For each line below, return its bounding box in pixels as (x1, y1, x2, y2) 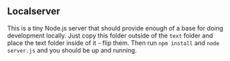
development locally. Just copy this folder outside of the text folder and (7, 31, 213, 40)
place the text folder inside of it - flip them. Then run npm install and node (7, 38, 220, 47)
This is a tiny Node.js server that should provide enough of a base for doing (7, 24, 224, 32)
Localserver (7, 6, 60, 17)
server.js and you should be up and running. (7, 46, 137, 54)
